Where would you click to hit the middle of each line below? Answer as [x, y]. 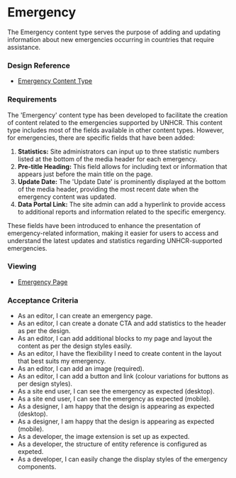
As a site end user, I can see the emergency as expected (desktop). [116, 391]
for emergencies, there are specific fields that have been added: [101, 137]
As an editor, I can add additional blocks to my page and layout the [115, 339]
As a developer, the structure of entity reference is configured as [112, 444]
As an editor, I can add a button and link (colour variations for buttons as [123, 376]
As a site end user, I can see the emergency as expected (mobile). [114, 399]
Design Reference [39, 65]
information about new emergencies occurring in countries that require [111, 39]
